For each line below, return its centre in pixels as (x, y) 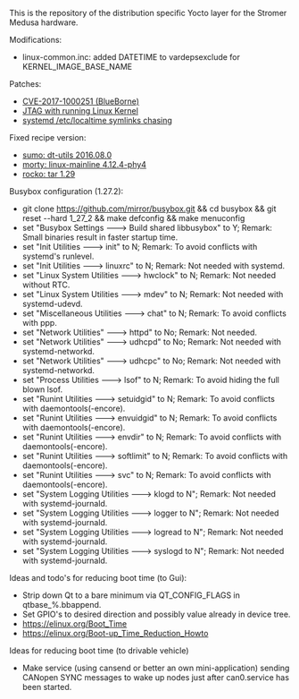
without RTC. (46, 285)
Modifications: (36, 40)
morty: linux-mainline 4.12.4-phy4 (84, 164)
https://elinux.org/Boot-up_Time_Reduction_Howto (115, 633)
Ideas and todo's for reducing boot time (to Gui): (98, 578)
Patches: (25, 84)
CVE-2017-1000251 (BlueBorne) (81, 101)
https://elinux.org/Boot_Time (75, 624)
